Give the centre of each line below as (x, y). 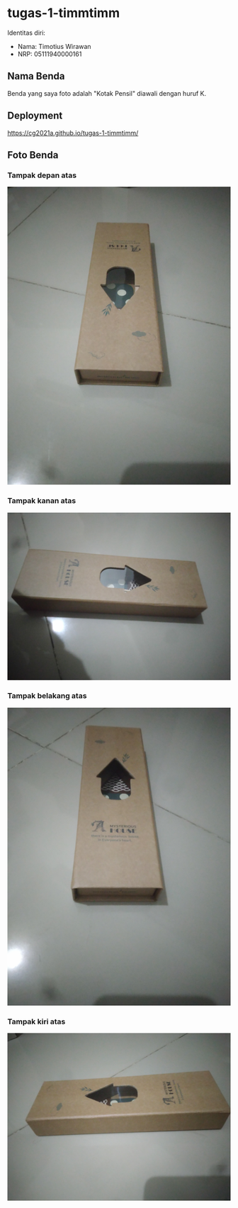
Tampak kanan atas (42, 501)
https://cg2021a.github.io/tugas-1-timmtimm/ (73, 133)
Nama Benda (36, 76)
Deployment (35, 116)
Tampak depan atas (42, 175)
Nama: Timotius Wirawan (54, 46)
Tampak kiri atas (36, 1021)
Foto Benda (33, 155)
